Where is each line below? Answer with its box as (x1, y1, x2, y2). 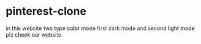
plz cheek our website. (5, 31, 64, 38)
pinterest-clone (5, 4, 87, 18)
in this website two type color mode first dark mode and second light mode (5, 24, 195, 32)
